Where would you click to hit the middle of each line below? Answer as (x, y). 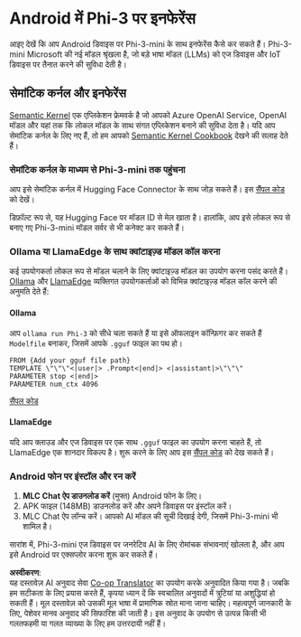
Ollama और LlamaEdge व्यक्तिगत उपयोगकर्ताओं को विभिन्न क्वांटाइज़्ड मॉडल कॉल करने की (143, 281)
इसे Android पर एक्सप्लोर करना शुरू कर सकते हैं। (84, 555)
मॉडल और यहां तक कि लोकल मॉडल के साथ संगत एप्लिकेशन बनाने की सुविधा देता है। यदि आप (142, 125)
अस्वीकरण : (26, 573)
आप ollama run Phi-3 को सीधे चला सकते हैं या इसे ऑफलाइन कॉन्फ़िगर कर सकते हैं (136, 333)
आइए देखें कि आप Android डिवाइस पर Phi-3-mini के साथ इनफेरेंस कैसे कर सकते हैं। (138, 43)
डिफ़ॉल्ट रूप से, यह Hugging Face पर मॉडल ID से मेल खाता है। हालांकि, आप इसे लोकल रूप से (150, 218)
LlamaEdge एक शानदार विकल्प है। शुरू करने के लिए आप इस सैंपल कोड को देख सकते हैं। (142, 452)
